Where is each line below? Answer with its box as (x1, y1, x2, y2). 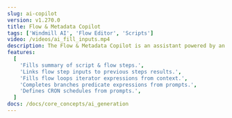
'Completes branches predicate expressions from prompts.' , (19, 81, 197, 88)
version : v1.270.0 (7, 17, 60, 24)
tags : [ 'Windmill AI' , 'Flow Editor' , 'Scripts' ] (7, 29, 154, 37)
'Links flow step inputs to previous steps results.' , (19, 68, 182, 75)
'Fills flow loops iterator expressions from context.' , (19, 74, 188, 82)
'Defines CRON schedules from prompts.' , (19, 87, 141, 94)
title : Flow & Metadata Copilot (7, 23, 101, 30)
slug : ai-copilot (7, 10, 58, 17)
